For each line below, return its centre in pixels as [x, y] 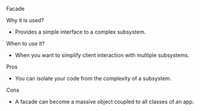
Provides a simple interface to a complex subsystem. [80, 32]
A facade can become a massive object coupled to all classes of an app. [105, 102]
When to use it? [26, 43]
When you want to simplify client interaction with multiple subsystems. [102, 55]
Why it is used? [25, 20]
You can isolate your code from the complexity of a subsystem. [93, 78]
